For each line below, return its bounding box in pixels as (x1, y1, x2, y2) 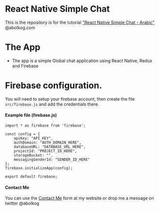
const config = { (5, 132, 40, 137)
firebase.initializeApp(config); (5, 166, 73, 171)
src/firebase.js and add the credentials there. (5, 101, 99, 107)
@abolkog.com (5, 24, 35, 30)
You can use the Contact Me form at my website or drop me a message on (5, 195, 154, 201)
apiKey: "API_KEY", (14, 136, 53, 141)
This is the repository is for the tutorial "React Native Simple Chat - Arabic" (5, 19, 155, 25)
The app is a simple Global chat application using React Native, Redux (12, 57, 152, 64)
